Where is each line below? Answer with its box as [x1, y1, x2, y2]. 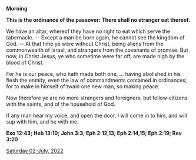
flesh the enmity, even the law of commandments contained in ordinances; [6, 76, 187, 84]
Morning [6, 5, 28, 12]
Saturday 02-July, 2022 [6, 147, 64, 154]
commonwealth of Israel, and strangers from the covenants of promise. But [6, 46, 188, 54]
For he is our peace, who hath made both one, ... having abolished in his [6, 71, 181, 77]
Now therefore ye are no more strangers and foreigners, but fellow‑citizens [6, 94, 188, 101]
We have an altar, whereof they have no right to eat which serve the [6, 28, 171, 35]
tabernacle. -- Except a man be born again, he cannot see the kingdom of [6, 34, 185, 41]
